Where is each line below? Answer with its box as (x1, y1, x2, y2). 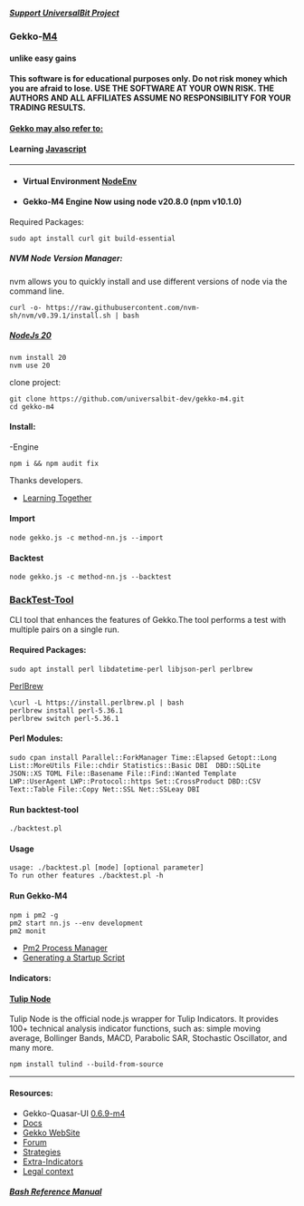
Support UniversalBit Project (9, 7, 119, 18)
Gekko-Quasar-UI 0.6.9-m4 (22, 1107, 126, 1119)
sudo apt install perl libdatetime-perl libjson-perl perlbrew (9, 665, 253, 674)
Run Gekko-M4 (9, 890, 68, 901)
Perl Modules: (9, 733, 63, 744)
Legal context (22, 1165, 74, 1176)
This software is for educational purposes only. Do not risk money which (9, 73, 288, 84)
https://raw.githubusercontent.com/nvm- (45, 303, 201, 312)
